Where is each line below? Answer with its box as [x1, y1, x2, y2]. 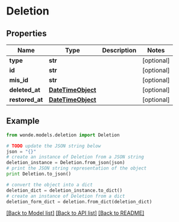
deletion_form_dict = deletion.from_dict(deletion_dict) [6, 198, 152, 205]
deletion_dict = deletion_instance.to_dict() [6, 187, 122, 194]
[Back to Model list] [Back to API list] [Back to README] [6, 209, 145, 217]
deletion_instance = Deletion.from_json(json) [6, 160, 125, 166]
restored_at [9, 95, 43, 104]
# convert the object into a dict [6, 182, 93, 188]
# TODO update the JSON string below [6, 143, 101, 149]
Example [6, 116, 40, 126]
